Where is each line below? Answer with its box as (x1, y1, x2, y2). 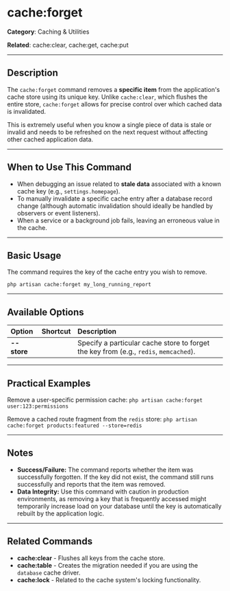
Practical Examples (7, 378, 91, 389)
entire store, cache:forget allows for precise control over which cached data (7, 100, 222, 108)
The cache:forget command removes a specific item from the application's (7, 85, 220, 93)
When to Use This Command (7, 161, 132, 173)
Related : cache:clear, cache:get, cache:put (7, 40, 129, 49)
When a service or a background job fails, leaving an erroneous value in (16, 216, 220, 224)
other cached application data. (7, 135, 94, 143)
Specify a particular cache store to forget (77, 338, 210, 348)
